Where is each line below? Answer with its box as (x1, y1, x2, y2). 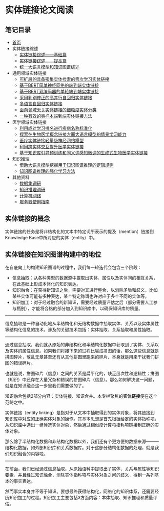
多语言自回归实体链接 (19, 101, 62, 106)
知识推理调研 (19, 187, 45, 192)
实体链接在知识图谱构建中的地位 (5, 251, 102, 259)
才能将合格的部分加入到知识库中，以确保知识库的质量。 (31, 305, 143, 311)
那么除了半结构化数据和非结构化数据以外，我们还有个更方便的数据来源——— (5, 438, 159, 444)
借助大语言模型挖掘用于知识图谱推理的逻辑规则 (19, 162, 114, 168)
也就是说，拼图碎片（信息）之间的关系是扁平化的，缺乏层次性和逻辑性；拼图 (5, 370, 159, 376)
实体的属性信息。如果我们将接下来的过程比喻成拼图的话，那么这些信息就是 (9, 348, 159, 354)
